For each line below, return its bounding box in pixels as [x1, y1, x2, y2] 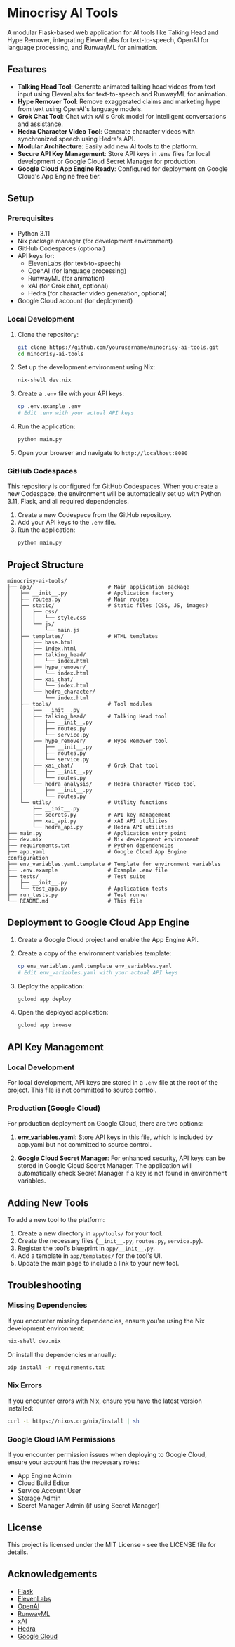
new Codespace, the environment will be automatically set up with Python [7, 490, 222, 498]
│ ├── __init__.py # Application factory [7, 590, 174, 597]
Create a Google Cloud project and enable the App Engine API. [17, 935, 199, 943]
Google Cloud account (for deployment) [17, 297, 133, 305]
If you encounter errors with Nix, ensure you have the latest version [7, 1397, 202, 1405]
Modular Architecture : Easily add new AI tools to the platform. [17, 142, 199, 151]
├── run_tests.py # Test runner [7, 891, 149, 898]
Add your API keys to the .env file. [17, 519, 116, 527]
